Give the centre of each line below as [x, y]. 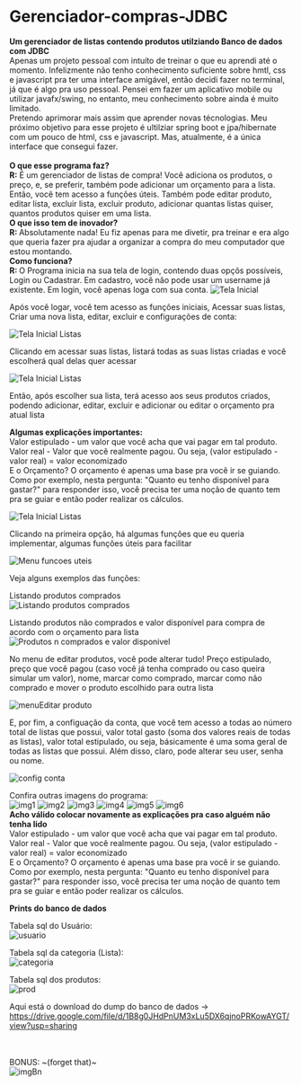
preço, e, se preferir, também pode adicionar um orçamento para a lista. [142, 184]
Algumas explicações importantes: [76, 432]
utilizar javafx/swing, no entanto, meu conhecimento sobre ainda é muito [144, 98]
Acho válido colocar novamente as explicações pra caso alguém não [140, 814]
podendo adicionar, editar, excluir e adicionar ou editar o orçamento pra [142, 405]
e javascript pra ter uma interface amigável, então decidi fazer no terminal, [147, 79]
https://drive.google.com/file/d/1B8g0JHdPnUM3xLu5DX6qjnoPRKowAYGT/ [150, 1016]
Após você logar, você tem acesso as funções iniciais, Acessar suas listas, [147, 306]
